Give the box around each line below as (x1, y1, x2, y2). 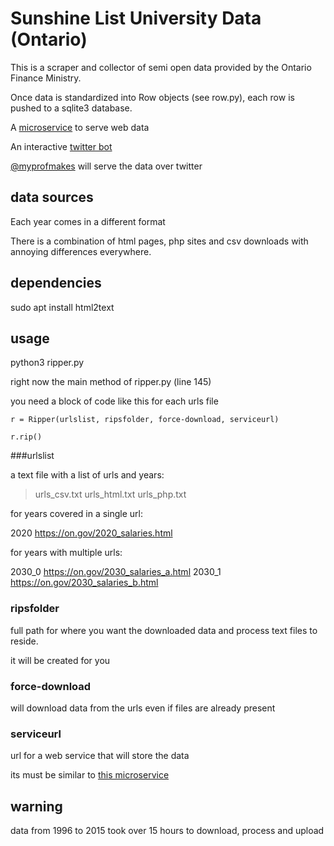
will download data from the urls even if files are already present (10, 702, 276, 714)
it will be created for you (10, 654, 111, 666)
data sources (10, 189, 94, 206)
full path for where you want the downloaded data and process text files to (10, 624, 318, 636)
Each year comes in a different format (10, 215, 166, 227)
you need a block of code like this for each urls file (10, 395, 219, 407)
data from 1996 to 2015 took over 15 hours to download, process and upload (10, 825, 325, 837)
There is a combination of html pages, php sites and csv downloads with (10, 235, 309, 247)
